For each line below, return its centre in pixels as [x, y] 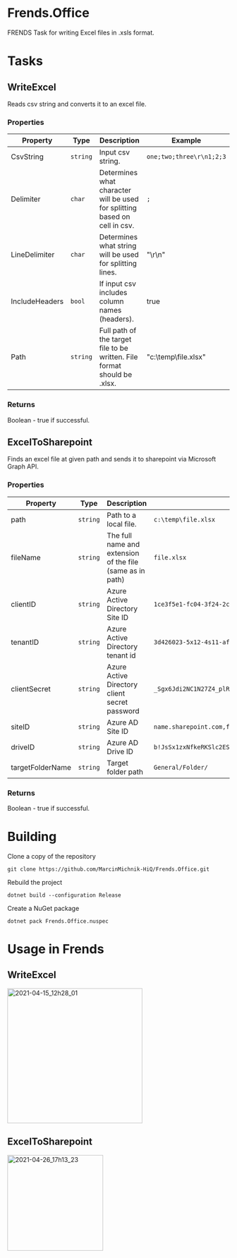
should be [116, 375]
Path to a [121, 515]
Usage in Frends [56, 949]
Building [32, 837]
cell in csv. [117, 226]
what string [118, 246]
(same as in [126, 571]
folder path [125, 772]
